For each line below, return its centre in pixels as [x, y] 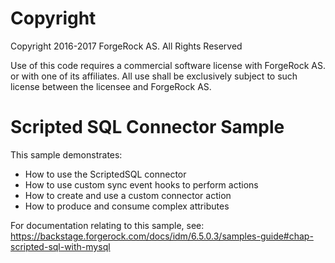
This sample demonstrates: [66, 154]
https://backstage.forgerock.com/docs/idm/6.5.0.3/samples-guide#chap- [162, 236]
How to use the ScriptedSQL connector [105, 174]
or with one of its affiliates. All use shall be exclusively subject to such [154, 76]
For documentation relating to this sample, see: [107, 225]
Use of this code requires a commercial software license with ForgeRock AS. [168, 65]
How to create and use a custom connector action [128, 195]
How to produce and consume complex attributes [127, 206]
